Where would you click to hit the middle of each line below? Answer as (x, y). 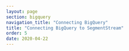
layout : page (22, 11)
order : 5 (17, 33)
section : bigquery (28, 17)
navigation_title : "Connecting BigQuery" (57, 22)
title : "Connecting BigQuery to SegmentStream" (65, 28)
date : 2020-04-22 (27, 39)
